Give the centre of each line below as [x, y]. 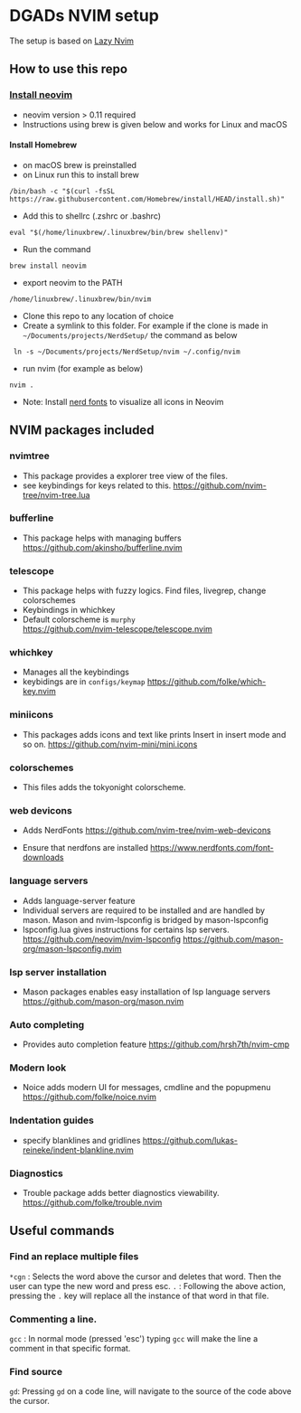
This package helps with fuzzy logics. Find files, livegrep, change [144, 591]
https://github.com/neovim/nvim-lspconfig [102, 939]
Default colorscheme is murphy [79, 619]
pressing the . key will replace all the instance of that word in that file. [139, 1295]
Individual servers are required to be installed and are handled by [143, 910]
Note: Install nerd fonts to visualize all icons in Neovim [123, 401]
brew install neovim [48, 266]
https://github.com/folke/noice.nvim [89, 1097]
